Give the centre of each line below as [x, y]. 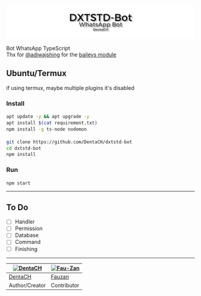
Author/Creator [27, 285]
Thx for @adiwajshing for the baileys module [61, 55]
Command [28, 242]
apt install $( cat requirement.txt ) [52, 123]
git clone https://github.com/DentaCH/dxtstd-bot [69, 142]
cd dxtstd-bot [24, 148]
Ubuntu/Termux [36, 73]
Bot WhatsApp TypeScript [38, 49]
